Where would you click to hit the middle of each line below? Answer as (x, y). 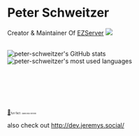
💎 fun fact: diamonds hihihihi (22, 112)
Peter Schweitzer (58, 13)
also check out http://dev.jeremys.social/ (66, 125)
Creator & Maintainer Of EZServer (56, 33)
